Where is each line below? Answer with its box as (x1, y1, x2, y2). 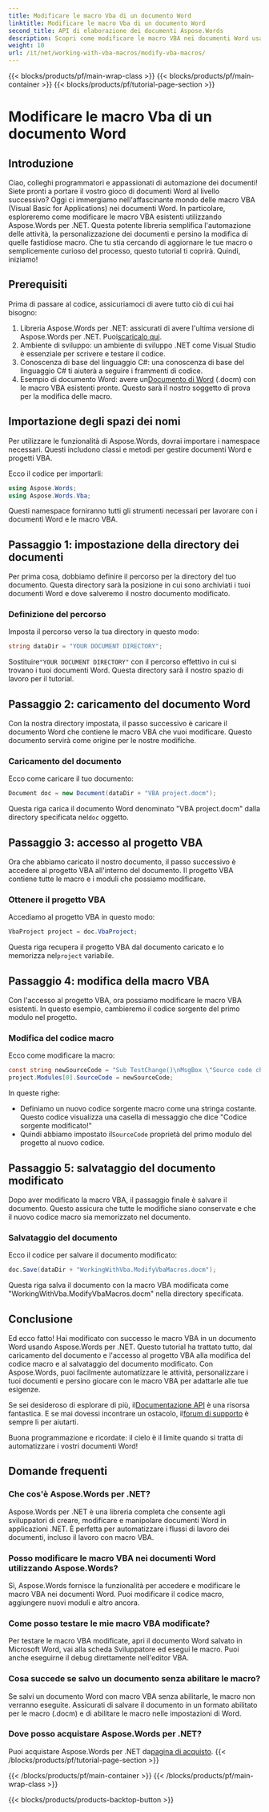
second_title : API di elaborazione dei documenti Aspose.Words (8, 26, 224, 35)
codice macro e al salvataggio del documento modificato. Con (8, 1359, 214, 1368)
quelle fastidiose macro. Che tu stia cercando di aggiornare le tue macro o (8, 238, 254, 247)
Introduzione (8, 156, 74, 170)
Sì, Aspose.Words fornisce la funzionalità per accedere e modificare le (8, 1580, 241, 1590)
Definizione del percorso (8, 609, 106, 620)
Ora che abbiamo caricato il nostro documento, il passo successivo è (8, 857, 236, 867)
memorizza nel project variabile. (8, 951, 114, 961)
